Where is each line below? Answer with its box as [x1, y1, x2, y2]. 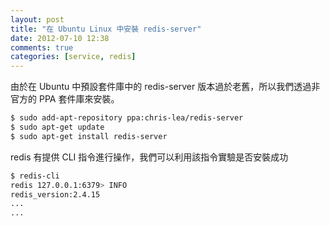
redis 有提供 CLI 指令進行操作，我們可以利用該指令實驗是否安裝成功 [10, 151, 289, 163]
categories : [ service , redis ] [10, 52, 137, 62]
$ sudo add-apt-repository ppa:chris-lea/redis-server [10, 113, 244, 123]
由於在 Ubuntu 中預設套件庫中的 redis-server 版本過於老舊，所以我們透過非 [10, 81, 321, 93]
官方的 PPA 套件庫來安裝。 [10, 93, 120, 105]
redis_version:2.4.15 [10, 189, 101, 200]
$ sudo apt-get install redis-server [10, 131, 168, 141]
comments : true [10, 42, 74, 53]
